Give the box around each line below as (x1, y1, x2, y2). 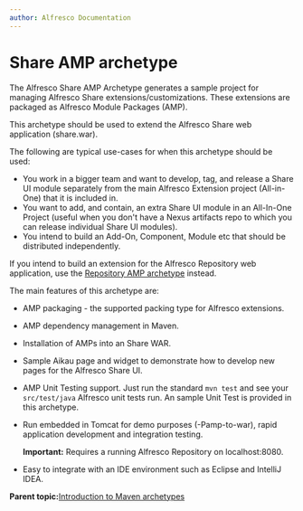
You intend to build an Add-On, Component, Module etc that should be (22, 231, 287, 241)
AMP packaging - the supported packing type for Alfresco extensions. (22, 302, 285, 313)
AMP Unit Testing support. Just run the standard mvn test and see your (22, 382, 289, 393)
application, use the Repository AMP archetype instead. (9, 268, 217, 279)
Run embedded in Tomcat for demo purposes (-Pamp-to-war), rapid (22, 419, 278, 430)
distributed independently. (22, 241, 121, 251)
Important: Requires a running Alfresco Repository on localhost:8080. (22, 446, 284, 457)
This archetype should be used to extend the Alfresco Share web (9, 118, 252, 129)
